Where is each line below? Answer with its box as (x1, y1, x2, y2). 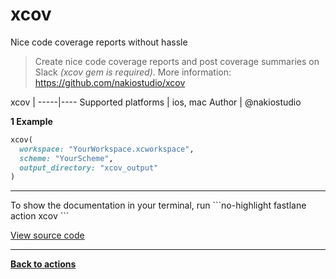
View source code (10, 229, 85, 242)
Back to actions (10, 258, 77, 270)
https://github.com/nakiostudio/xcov (34, 76, 186, 88)
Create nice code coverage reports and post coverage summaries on (34, 55, 320, 67)
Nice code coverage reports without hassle (10, 36, 188, 48)
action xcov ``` (10, 210, 70, 222)
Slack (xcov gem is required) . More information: (34, 66, 232, 78)
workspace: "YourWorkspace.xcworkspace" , (19, 144, 195, 154)
